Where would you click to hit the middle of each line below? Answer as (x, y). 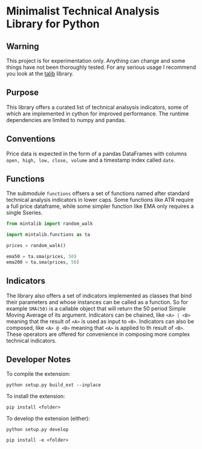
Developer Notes (39, 360)
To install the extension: (36, 396)
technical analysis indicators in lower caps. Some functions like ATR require (100, 200)
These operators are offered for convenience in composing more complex (98, 334)
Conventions (31, 139)
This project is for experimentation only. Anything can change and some (96, 61)
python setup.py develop (37, 430)
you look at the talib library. (40, 73)
